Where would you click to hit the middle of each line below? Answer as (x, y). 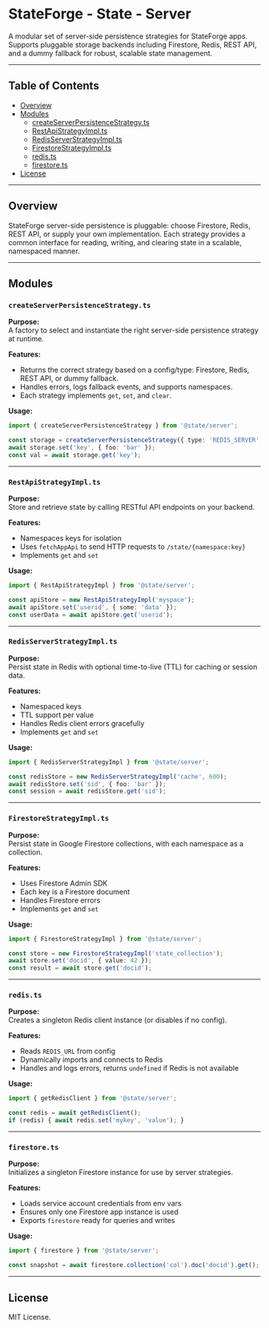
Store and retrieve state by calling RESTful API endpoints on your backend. (132, 507)
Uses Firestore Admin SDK (64, 883)
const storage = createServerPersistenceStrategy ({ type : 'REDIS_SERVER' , (136, 440)
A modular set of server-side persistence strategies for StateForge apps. (128, 36)
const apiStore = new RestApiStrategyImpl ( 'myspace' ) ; (102, 599)
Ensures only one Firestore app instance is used (99, 1212)
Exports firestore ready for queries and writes (97, 1221)
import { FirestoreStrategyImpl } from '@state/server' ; (105, 938)
